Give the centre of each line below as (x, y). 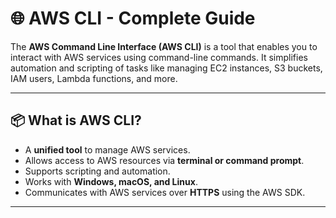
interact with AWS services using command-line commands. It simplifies (159, 57)
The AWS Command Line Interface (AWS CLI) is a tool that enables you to (164, 46)
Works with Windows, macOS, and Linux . (111, 181)
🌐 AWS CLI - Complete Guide (133, 18)
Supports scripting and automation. (97, 171)
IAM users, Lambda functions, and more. (94, 78)
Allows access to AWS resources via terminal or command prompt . (164, 160)
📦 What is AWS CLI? (76, 120)
